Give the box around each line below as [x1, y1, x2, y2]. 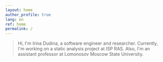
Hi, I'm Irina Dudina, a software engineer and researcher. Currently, [17, 40, 158, 46]
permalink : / [5, 26, 33, 32]
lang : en [5, 17, 24, 22]
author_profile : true [5, 12, 51, 17]
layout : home [5, 7, 33, 13]
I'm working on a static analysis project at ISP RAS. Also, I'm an [17, 46, 150, 52]
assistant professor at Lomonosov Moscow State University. [17, 51, 144, 57]
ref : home [5, 21, 26, 27]
